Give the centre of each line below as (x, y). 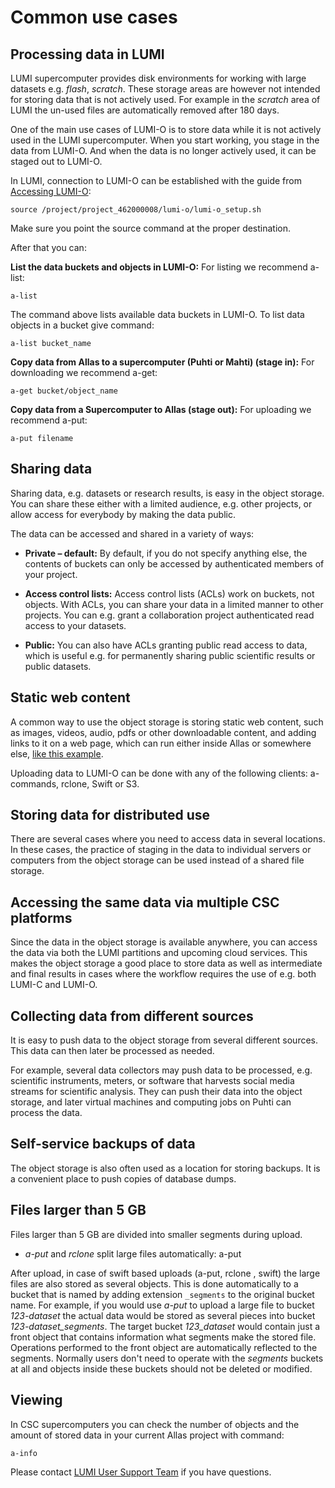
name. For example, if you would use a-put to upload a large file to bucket (162, 1305)
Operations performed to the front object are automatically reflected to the (164, 1347)
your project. (51, 574)
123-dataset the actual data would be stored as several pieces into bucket (163, 1315)
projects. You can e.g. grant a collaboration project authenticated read (169, 615)
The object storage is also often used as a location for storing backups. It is (165, 1168)
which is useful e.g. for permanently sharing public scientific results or (170, 655)
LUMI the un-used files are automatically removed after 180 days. (145, 110)
